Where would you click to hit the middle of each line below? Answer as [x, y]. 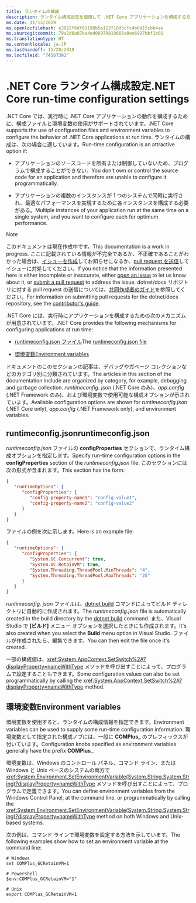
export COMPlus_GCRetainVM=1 [42, 894]
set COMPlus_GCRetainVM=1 [37, 863]
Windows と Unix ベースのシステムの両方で [58, 770]
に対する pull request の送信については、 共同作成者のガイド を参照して [96, 289]
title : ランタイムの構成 [33, 11]
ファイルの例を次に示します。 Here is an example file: [70, 532]
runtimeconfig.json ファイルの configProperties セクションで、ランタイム [95, 448]
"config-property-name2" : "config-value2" [82, 503]
